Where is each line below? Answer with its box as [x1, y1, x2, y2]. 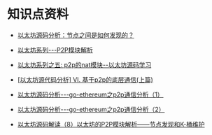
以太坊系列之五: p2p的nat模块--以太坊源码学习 [17, 60, 152, 69]
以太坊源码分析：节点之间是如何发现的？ [17, 31, 134, 39]
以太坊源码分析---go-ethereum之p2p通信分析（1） [17, 90, 164, 99]
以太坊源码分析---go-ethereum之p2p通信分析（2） [17, 105, 165, 113]
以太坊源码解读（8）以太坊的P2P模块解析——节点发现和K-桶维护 [17, 120, 205, 128]
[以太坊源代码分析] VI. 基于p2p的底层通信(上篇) [17, 75, 154, 84]
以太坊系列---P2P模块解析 [17, 45, 93, 54]
